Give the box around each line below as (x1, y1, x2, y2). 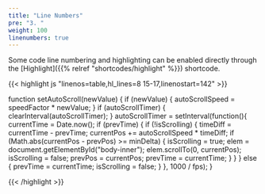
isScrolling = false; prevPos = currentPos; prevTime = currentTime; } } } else (8, 154, 258, 163)
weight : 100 (8, 26, 48, 34)
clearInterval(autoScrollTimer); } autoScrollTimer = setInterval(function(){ (8, 112, 248, 121)
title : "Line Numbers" (8, 11, 83, 20)
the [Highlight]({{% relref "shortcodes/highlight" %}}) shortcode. (8, 64, 221, 74)
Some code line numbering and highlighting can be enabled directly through (8, 55, 257, 65)
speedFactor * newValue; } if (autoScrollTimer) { (8, 103, 166, 112)
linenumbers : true (8, 33, 69, 42)
